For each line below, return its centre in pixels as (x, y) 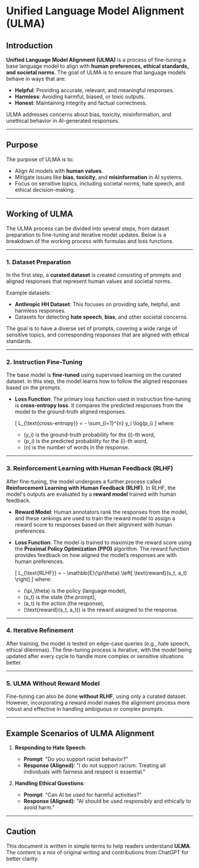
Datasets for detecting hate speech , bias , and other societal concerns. (101, 317)
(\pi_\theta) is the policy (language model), (75, 590)
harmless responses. (40, 310)
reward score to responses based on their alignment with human (94, 524)
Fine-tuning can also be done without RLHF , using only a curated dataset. (97, 696)
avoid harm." (39, 807)
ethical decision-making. (45, 190)
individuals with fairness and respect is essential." (84, 772)
